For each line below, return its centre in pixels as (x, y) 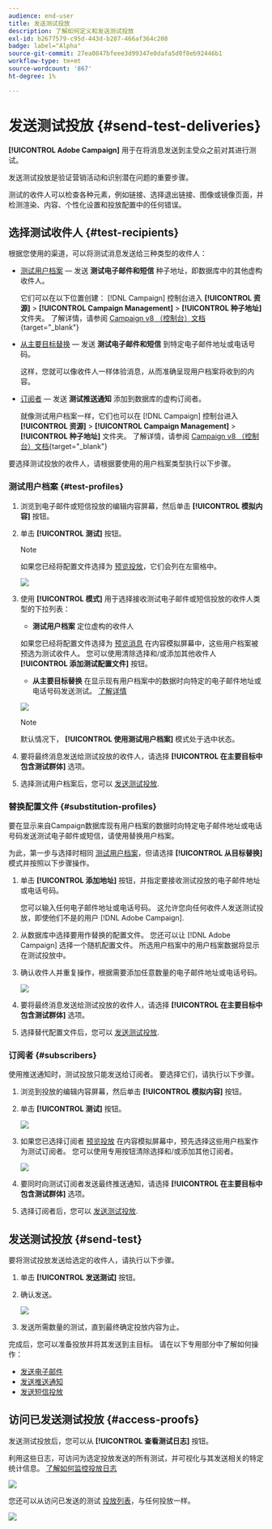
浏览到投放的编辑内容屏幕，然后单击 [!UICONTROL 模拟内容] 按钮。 (133, 1091)
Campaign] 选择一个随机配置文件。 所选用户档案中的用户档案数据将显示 (140, 945)
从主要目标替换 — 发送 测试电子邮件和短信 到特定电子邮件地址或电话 (134, 344)
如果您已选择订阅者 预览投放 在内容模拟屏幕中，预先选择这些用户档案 (136, 1141)
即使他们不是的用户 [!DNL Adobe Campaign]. (109, 917)
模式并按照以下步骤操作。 (51, 863)
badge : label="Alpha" (45, 46)
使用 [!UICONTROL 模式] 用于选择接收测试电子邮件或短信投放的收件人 (136, 598)
